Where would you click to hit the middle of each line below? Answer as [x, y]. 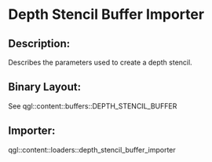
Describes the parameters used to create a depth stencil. [100, 62]
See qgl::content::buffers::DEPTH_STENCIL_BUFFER [93, 106]
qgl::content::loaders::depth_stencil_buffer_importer [92, 149]
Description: [39, 44]
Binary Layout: [44, 87]
